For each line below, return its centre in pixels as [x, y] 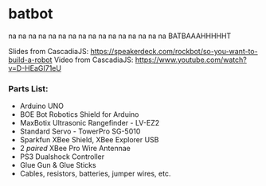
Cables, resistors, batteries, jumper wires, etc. [95, 174]
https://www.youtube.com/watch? [191, 60]
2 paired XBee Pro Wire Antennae [75, 149]
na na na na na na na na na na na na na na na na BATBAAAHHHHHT [120, 36]
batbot [31, 14]
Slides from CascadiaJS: [49, 51]
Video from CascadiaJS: [94, 60]
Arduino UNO [42, 106]
